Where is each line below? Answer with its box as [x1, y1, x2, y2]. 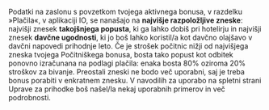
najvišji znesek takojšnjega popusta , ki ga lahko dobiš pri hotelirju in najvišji [8, 24, 262, 33]
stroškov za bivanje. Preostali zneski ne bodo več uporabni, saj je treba [8, 67, 245, 76]
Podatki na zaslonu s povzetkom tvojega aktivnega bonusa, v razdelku [8, 7, 243, 16]
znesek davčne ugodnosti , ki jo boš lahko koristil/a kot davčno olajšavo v [8, 32, 253, 42]
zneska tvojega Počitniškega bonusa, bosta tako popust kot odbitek [8, 50, 233, 59]
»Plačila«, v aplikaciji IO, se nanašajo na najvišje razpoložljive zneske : [8, 15, 244, 25]
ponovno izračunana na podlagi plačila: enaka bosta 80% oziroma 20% [8, 58, 246, 68]
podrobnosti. [8, 93, 51, 102]
